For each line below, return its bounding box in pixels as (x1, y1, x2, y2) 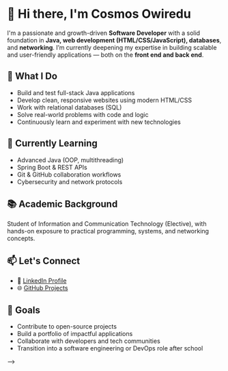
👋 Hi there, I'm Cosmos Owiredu (7, 6, 191, 22)
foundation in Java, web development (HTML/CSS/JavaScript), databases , (7, 36, 222, 44)
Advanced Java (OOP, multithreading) (16, 155, 124, 164)
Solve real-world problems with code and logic (16, 110, 149, 118)
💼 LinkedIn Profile (16, 277, 67, 285)
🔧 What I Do (7, 71, 58, 82)
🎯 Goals (7, 304, 41, 316)
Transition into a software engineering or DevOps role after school (16, 344, 203, 352)
